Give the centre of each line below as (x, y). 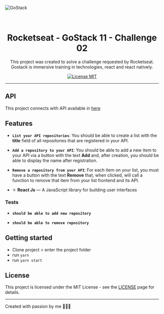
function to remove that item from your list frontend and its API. (76, 180)
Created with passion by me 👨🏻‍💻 (38, 306)
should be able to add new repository (51, 213)
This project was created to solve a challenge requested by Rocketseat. (82, 62)
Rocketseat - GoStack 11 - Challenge (82, 38)
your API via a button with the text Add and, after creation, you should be (85, 155)
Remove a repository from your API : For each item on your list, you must (85, 170)
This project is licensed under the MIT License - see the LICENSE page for (80, 287)
